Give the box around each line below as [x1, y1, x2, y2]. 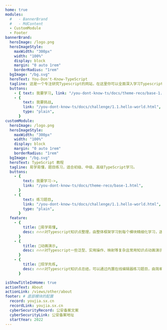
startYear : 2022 [9, 317, 43, 322]
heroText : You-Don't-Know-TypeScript [9, 77, 88, 82]
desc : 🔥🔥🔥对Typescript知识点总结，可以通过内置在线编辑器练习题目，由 [23, 266, 156, 271]
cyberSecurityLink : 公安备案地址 [9, 312, 75, 318]
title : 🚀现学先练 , [23, 262, 58, 267]
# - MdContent [9, 21, 43, 26]
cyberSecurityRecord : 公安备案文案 [9, 308, 79, 313]
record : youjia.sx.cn [9, 299, 55, 304]
